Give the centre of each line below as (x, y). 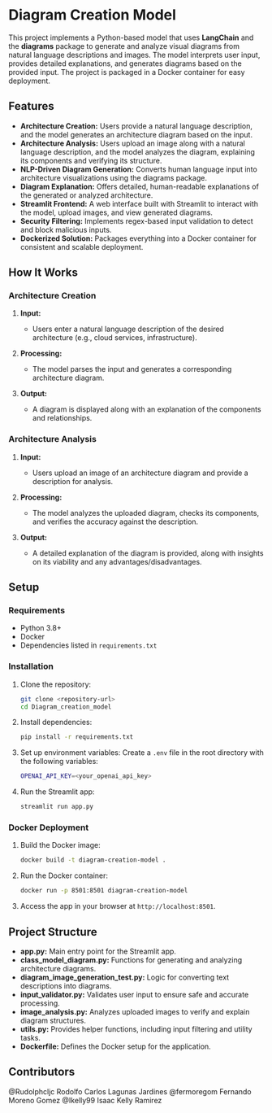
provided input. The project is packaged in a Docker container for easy (127, 72)
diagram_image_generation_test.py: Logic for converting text (125, 977)
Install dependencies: (56, 722)
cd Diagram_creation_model (66, 707)
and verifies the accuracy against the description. (115, 522)
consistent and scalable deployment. (82, 247)
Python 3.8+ (41, 628)
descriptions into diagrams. (66, 985)
